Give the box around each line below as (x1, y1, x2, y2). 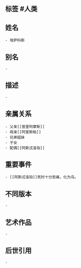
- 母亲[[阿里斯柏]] (5, 129, 41, 134)
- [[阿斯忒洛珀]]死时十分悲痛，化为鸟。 (5, 175, 78, 180)
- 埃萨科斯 (5, 38, 25, 43)
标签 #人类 (5, 5, 37, 14)
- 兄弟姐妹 (5, 135, 25, 140)
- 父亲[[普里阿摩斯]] (5, 124, 45, 129)
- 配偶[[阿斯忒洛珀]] (5, 145, 45, 150)
